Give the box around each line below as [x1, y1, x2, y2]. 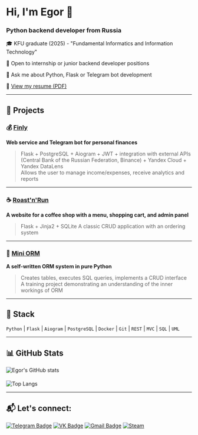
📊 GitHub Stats [6, 348, 64, 358]
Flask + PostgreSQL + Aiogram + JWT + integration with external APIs [20, 150, 192, 158]
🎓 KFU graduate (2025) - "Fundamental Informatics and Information [6, 40, 173, 47]
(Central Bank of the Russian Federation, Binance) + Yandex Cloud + [20, 157, 187, 164]
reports [20, 175, 39, 182]
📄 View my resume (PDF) [6, 82, 67, 90]
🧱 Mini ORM [6, 250, 40, 258]
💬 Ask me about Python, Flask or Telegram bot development [6, 71, 152, 78]
